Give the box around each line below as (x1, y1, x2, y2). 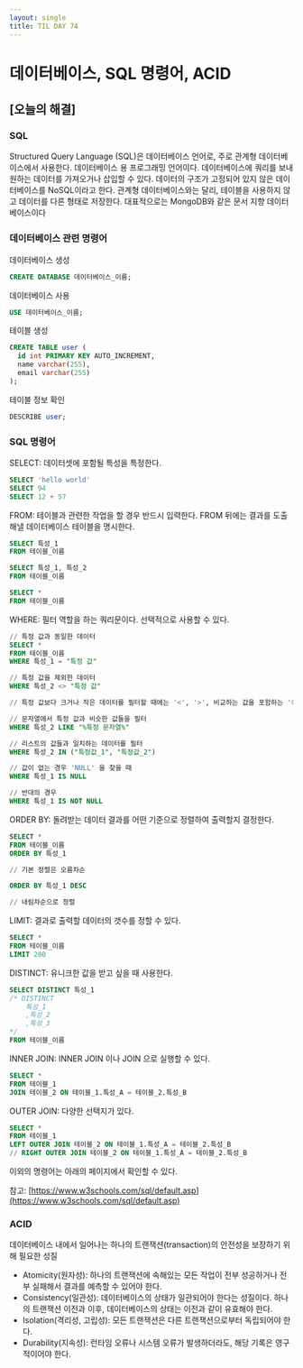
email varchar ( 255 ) (17, 369, 91, 378)
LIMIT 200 (9, 950, 47, 959)
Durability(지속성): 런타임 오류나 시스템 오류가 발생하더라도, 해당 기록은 (22, 1337, 273, 1348)
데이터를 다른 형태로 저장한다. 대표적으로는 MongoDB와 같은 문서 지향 (18, 196, 265, 207)
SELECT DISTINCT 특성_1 (9, 985, 95, 995)
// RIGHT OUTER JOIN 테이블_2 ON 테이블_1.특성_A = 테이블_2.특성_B (9, 1149, 248, 1158)
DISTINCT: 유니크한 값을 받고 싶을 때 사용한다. (9, 967, 173, 978)
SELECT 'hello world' (9, 475, 91, 484)
